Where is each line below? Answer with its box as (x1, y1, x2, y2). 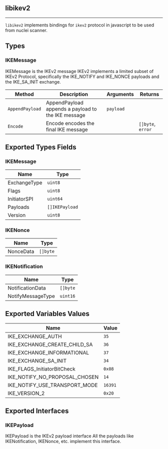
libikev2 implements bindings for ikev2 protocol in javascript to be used (5, 22, 154, 28)
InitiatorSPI (7, 195, 33, 202)
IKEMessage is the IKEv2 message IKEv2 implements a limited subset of (5, 68, 154, 74)
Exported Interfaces (5, 406, 69, 415)
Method (14, 90, 34, 97)
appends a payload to (45, 105, 97, 112)
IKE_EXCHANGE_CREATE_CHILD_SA (7, 341, 93, 348)
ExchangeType (7, 179, 42, 186)
